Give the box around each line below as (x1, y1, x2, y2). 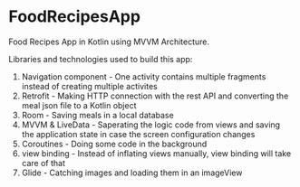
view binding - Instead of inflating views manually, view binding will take (21, 147, 292, 159)
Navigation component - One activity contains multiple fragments (21, 70, 266, 82)
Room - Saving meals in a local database (21, 109, 174, 120)
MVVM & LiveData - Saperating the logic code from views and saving (21, 119, 281, 130)
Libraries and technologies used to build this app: (8, 53, 193, 64)
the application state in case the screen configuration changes (21, 128, 256, 139)
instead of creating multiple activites (21, 80, 158, 91)
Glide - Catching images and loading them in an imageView (21, 167, 243, 178)
